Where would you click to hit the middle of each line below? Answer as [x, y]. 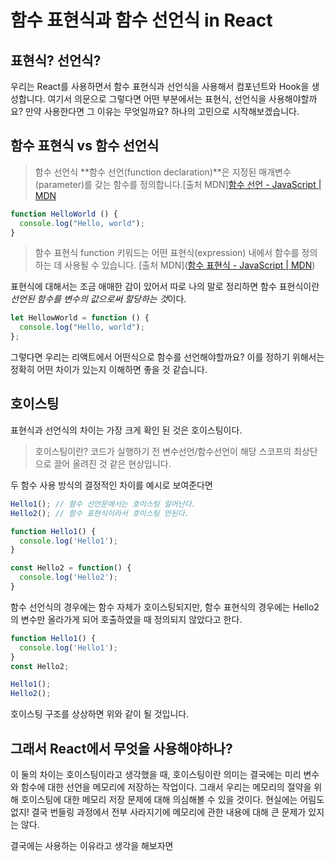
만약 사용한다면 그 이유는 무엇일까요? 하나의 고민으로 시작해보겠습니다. [162, 111]
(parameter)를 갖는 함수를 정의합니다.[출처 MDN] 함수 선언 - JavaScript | [178, 184]
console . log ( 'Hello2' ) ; [68, 577]
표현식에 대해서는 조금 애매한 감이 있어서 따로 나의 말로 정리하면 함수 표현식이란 [165, 287]
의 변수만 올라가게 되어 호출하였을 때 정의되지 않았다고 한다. [126, 619]
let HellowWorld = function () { [80, 318]
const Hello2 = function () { [71, 568]
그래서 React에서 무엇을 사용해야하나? [121, 748]
